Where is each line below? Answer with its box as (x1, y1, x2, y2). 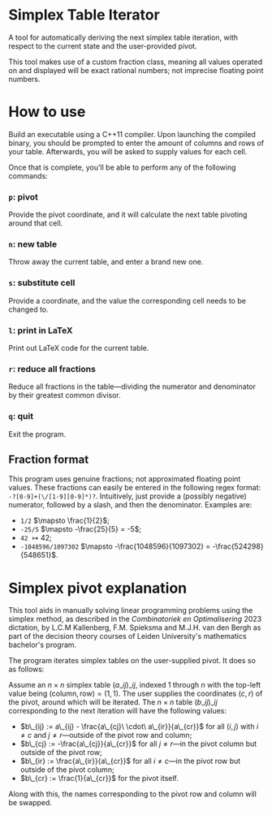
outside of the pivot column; (19, 765, 115, 774)
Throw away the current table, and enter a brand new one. (8, 257, 204, 267)
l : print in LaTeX (8, 325, 73, 336)
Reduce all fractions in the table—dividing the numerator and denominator (8, 382, 256, 391)
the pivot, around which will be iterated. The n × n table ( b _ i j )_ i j (8, 697, 218, 707)
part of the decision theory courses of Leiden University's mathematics (8, 632, 247, 641)
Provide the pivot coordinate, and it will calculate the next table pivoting (8, 209, 248, 220)
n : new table (8, 239, 58, 250)
